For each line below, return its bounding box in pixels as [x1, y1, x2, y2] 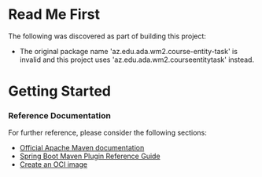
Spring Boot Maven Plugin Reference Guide [19, 151, 161, 161]
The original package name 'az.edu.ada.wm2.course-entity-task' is [19, 46, 238, 56]
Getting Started [8, 82, 112, 100]
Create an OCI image [19, 160, 88, 169]
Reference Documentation [8, 110, 112, 121]
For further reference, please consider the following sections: [8, 128, 207, 138]
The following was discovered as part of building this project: [8, 31, 207, 41]
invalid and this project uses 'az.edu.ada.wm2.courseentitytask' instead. [19, 55, 254, 64]
